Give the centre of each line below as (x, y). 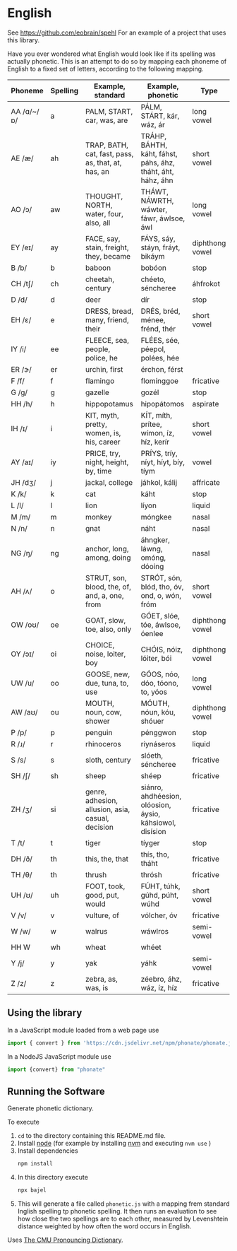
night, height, (107, 462)
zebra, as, (102, 979)
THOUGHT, (104, 196)
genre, (96, 792)
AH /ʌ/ (22, 591)
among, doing (108, 558)
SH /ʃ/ (20, 775)
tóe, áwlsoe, (161, 625)
